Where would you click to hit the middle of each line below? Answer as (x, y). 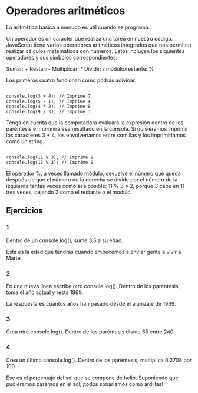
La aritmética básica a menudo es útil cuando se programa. (78, 27)
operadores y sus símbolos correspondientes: (62, 57)
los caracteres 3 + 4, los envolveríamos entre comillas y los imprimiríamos (96, 135)
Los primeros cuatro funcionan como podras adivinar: (71, 80)
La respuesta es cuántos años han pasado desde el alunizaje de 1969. (91, 303)
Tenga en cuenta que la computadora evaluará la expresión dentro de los (95, 123)
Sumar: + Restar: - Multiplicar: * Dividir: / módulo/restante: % (80, 68)
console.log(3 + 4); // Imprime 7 (49, 96)
